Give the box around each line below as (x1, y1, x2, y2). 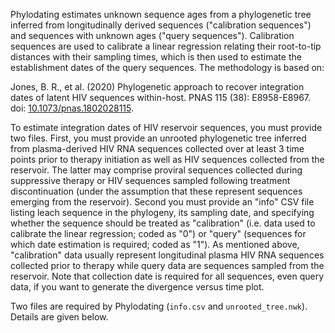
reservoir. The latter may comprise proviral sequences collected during (10, 164, 303, 176)
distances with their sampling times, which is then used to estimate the (10, 51, 302, 63)
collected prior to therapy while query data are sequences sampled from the (10, 260, 325, 271)
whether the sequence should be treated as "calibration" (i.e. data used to (10, 217, 316, 229)
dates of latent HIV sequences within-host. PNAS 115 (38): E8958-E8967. (10, 92, 312, 103)
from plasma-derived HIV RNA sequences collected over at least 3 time (10, 143, 305, 154)
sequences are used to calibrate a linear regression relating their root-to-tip (10, 40, 322, 52)
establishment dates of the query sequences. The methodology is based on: (10, 62, 325, 73)
